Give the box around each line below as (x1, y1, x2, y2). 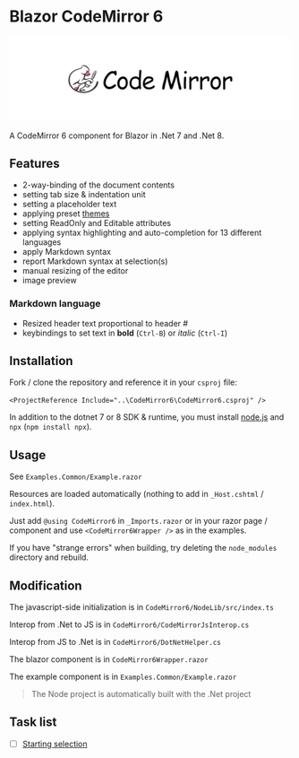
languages (21, 237, 62, 248)
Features (9, 155, 60, 171)
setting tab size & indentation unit (21, 189, 146, 200)
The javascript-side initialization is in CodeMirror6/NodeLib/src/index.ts (9, 602, 275, 613)
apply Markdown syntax (21, 247, 112, 257)
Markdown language (9, 298, 101, 310)
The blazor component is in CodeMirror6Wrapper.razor (9, 654, 209, 665)
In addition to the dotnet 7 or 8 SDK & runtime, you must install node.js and (9, 412, 285, 423)
